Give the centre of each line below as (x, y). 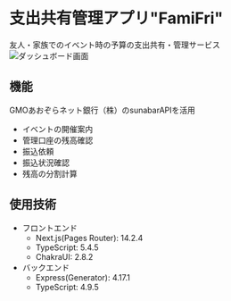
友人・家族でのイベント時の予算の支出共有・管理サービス (115, 45)
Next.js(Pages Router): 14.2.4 (89, 238)
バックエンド (45, 267)
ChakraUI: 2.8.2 (64, 256)
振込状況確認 (45, 163)
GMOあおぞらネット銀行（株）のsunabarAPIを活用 (103, 110)
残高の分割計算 (49, 173)
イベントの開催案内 (58, 129)
